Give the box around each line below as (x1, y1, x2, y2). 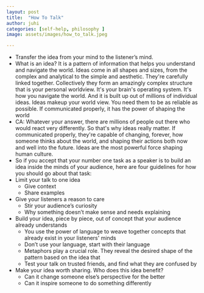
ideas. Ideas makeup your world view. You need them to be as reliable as (15, 98, 198, 106)
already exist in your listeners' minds (24, 235, 117, 242)
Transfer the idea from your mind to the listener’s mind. (15, 53, 153, 61)
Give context (24, 183, 57, 190)
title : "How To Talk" (6, 15, 64, 21)
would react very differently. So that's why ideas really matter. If (15, 125, 176, 132)
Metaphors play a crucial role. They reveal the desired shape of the (24, 247, 193, 255)
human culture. (15, 150, 54, 158)
